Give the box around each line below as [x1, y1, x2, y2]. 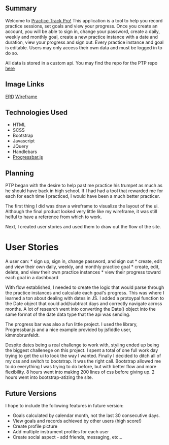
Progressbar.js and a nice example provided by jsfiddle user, [5, 327, 132, 333]
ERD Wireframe [5, 94, 38, 100]
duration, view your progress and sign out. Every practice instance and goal [5, 39, 164, 45]
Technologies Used [5, 108, 67, 117]
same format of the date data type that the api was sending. [5, 311, 130, 317]
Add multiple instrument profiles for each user [12, 429, 109, 434]
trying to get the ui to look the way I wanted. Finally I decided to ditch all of [5, 353, 161, 359]
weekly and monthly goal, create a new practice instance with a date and [5, 34, 158, 40]
